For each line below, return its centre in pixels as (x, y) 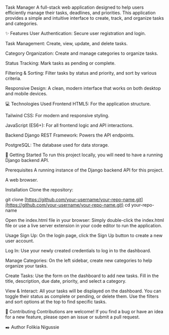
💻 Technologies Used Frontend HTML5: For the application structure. (78, 104)
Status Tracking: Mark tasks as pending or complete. (60, 63)
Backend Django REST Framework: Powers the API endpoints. (70, 135)
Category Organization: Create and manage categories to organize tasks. (82, 53)
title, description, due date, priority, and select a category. (66, 281)
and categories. (22, 23)
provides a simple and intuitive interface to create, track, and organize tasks (84, 18)
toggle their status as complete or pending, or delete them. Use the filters (82, 296)
